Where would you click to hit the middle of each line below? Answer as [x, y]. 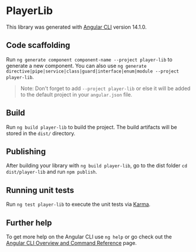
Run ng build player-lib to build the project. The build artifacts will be [92, 127]
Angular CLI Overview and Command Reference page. [71, 243]
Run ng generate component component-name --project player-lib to [89, 59]
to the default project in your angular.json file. [76, 94]
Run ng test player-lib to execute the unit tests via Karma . [78, 204]
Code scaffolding [38, 45]
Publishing [26, 151]
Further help [29, 222]
